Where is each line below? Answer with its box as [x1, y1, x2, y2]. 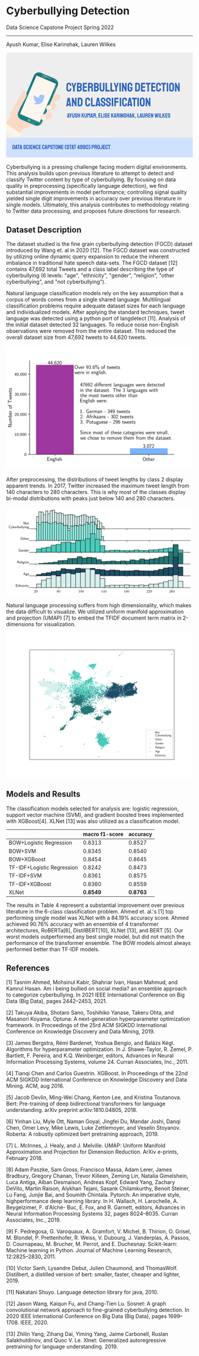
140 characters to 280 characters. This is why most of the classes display [6, 488, 186, 495]
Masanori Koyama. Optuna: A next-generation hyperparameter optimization [6, 1015, 191, 1022]
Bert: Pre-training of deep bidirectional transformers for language [6, 1100, 166, 1107]
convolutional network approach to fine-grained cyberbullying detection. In [6, 1306, 190, 1313]
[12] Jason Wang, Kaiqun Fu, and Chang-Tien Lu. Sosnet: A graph [6, 1300, 166, 1307]
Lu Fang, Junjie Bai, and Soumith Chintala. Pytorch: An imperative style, [6, 1191, 181, 1198]
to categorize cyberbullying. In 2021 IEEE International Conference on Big [6, 991, 185, 999]
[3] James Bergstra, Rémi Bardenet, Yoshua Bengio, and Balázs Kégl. [6, 1040, 175, 1047]
